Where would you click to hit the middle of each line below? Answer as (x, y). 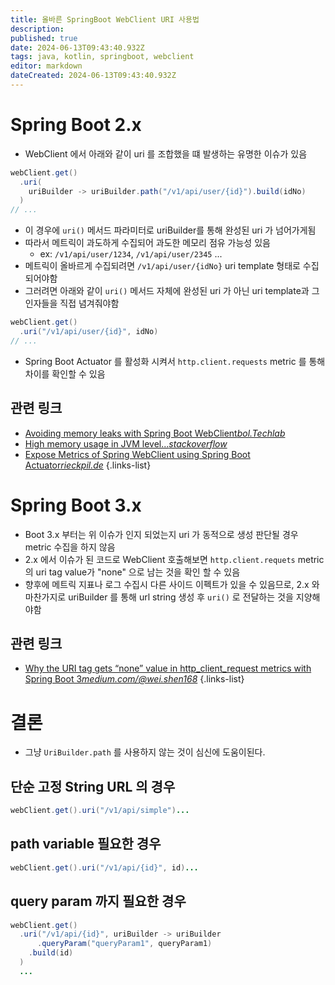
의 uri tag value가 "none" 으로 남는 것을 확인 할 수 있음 (132, 572)
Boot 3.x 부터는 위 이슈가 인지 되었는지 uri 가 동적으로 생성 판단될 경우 (161, 534)
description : (37, 29)
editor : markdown (46, 66)
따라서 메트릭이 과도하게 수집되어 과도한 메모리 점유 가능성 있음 (147, 243)
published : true (44, 38)
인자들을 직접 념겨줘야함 (72, 303)
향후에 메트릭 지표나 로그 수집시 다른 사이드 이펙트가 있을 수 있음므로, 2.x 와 (172, 584)
